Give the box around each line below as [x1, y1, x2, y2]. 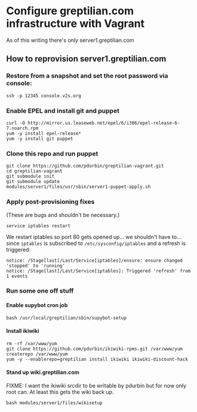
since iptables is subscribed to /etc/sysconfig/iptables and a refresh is [6, 240, 186, 247]
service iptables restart [6, 222, 70, 229]
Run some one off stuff [6, 287, 74, 295]
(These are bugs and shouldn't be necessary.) [6, 211, 120, 218]
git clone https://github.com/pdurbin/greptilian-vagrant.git [6, 163, 164, 169]
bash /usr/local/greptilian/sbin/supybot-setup [6, 315, 127, 321]
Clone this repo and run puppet [6, 149, 98, 157]
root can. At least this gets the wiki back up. [6, 389, 114, 396]
